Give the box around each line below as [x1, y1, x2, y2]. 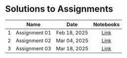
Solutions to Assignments [5, 3, 114, 15]
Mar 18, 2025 [56, 45, 89, 52]
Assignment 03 [15, 45, 51, 52]
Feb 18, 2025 [56, 29, 88, 36]
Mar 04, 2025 [56, 37, 89, 44]
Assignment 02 [15, 37, 51, 44]
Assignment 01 [15, 29, 51, 36]
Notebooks [93, 21, 120, 28]
